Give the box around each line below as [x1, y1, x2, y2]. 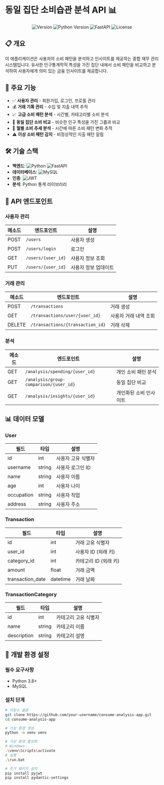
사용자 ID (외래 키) [75, 548, 116, 555]
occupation [7, 491, 34, 498]
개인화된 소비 [116, 389, 145, 396]
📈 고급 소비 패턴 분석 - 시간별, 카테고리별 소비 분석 [12, 111, 109, 117]
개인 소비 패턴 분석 [116, 368, 157, 375]
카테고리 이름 [56, 623, 85, 630]
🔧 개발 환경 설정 [5, 651, 50, 659]
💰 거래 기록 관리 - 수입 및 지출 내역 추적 [12, 103, 88, 109]
